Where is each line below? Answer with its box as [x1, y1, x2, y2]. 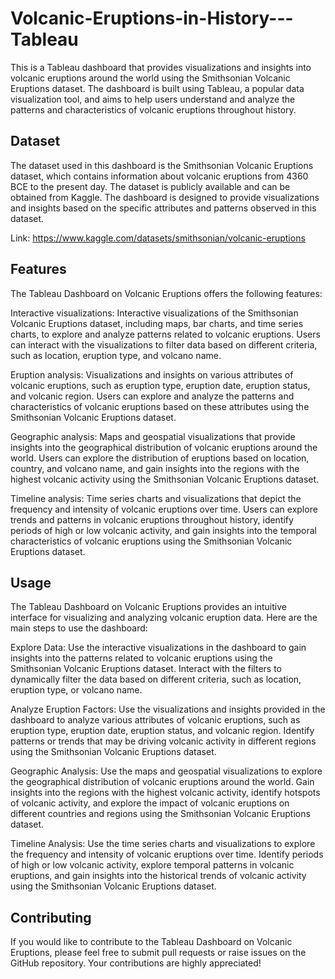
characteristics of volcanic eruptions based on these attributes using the [10, 400, 310, 412]
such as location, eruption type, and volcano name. [10, 349, 222, 361]
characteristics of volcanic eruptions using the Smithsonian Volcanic [10, 535, 293, 547]
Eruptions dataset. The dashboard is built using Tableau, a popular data [10, 82, 305, 94]
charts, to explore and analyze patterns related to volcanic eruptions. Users [10, 328, 321, 340]
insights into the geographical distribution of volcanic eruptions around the [10, 441, 318, 453]
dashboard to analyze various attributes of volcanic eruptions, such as [10, 714, 301, 726]
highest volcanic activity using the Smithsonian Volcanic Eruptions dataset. [10, 473, 320, 485]
